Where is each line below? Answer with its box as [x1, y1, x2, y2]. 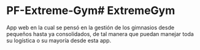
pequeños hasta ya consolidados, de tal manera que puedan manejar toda [6, 30, 194, 37]
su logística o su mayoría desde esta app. [6, 37, 112, 44]
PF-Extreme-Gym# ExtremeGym [6, 4, 175, 18]
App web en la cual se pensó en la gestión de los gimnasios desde [6, 24, 175, 31]
